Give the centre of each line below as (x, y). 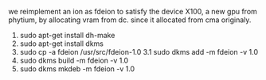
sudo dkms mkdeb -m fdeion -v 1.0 (77, 69)
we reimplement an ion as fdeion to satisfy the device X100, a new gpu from (133, 11)
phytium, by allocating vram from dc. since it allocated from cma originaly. (130, 20)
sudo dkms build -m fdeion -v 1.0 (74, 60)
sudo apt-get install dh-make (67, 35)
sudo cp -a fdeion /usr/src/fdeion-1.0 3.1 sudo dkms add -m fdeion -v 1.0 (139, 52)
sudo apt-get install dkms (62, 44)
